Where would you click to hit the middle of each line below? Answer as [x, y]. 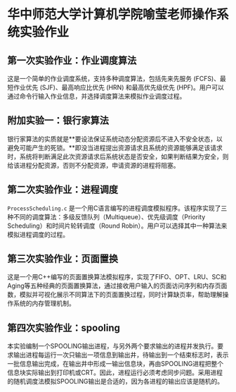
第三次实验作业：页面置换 [63, 259]
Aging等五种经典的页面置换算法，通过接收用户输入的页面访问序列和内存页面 [117, 286]
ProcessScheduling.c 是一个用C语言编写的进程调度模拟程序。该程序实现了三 [117, 208]
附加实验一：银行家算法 [58, 121]
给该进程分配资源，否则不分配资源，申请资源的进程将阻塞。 [93, 165]
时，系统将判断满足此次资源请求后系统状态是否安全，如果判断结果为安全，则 [118, 157]
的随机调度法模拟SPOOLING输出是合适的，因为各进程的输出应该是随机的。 [116, 381]
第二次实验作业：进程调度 [63, 190]
